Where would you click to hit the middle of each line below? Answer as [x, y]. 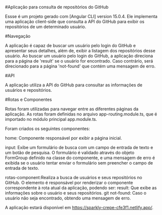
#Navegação [18, 36]
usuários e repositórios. [29, 90]
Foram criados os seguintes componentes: [48, 129]
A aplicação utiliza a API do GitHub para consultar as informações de [74, 85]
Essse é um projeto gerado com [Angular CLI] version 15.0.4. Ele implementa [81, 16]
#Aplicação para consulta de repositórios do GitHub [57, 7]
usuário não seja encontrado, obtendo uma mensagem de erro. [68, 198]
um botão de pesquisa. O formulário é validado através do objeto [70, 153]
